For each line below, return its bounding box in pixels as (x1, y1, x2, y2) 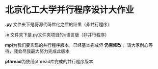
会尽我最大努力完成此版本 (18, 48, 70, 54)
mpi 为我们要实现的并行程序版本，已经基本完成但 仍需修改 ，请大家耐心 (5, 42, 149, 48)
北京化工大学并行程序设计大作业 (5, 4, 134, 16)
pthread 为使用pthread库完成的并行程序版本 (5, 58, 93, 64)
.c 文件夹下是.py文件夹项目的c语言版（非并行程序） (5, 32, 109, 37)
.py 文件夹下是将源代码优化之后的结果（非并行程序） (5, 21, 112, 27)
